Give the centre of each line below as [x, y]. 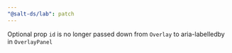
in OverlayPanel [30, 41]
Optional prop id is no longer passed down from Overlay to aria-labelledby [116, 34]
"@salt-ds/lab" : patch [41, 14]
